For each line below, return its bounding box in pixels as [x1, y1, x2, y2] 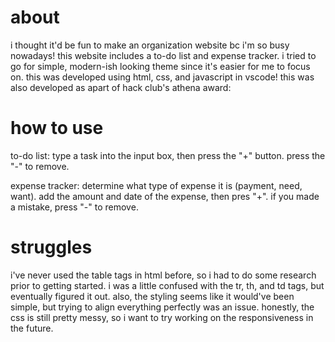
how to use [10, 117, 104, 140]
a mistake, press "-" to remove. [10, 201, 139, 213]
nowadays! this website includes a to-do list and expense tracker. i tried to [10, 49, 317, 61]
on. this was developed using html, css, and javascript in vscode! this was [10, 71, 315, 83]
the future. [10, 322, 54, 334]
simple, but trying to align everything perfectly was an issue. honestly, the [10, 301, 315, 313]
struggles [10, 236, 93, 259]
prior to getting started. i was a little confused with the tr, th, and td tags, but [10, 279, 325, 291]
